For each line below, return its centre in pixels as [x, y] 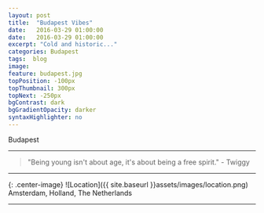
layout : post [29, 15]
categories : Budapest [44, 52]
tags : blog [27, 60]
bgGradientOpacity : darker [52, 110]
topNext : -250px [35, 96]
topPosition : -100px [42, 81]
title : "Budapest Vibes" [50, 23]
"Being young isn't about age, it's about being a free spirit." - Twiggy [138, 162]
